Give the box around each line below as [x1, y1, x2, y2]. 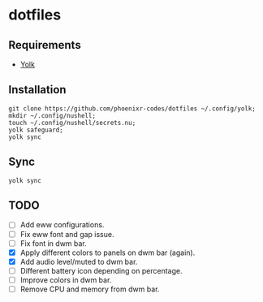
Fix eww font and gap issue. [19, 229, 114, 239]
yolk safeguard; [8, 126, 63, 134]
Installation [8, 83, 67, 97]
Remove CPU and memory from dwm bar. [19, 284, 160, 294]
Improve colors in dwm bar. [19, 274, 112, 285]
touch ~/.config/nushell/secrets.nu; [8, 119, 136, 127]
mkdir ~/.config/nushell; [8, 111, 96, 119]
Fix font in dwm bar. [19, 238, 87, 248]
